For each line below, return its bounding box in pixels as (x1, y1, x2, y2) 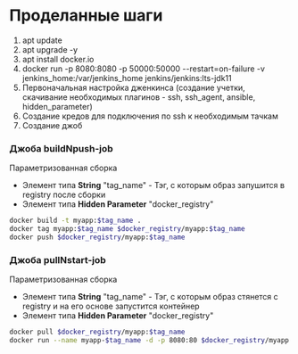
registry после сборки (21, 189, 106, 201)
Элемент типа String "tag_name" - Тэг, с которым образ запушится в (21, 180, 286, 191)
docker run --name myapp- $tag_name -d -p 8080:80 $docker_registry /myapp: (9, 336, 294, 345)
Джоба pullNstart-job (9, 253, 107, 266)
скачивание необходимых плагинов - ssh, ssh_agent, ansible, (21, 91, 256, 103)
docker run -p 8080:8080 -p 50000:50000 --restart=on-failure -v (21, 63, 266, 74)
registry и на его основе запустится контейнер (21, 300, 200, 312)
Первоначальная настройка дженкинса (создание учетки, (21, 82, 245, 93)
